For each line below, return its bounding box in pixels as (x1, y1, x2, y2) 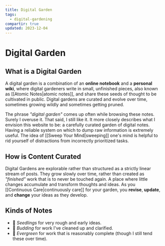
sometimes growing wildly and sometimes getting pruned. (5, 102, 125, 108)
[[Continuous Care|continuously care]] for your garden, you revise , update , (5, 187, 161, 193)
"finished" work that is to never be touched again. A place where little (5, 176, 148, 182)
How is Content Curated (5, 152, 81, 161)
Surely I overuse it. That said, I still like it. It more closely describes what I (5, 117, 156, 123)
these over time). (12, 236, 47, 242)
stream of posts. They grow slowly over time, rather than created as (5, 171, 145, 177)
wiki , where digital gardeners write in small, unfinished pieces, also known (5, 86, 158, 92)
